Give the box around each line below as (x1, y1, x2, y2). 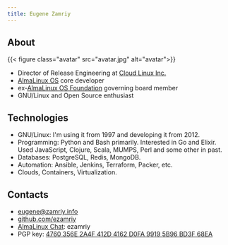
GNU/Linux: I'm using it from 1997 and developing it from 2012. (17, 131, 200, 139)
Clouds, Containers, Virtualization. (17, 168, 118, 177)
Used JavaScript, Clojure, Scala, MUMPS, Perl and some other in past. (17, 145, 222, 154)
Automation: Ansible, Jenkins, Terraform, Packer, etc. (17, 160, 173, 169)
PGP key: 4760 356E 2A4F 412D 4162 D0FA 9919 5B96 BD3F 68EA (17, 230, 213, 239)
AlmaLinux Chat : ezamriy (17, 222, 90, 231)
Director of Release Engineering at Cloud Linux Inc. (17, 68, 167, 78)
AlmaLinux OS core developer (17, 76, 104, 85)
